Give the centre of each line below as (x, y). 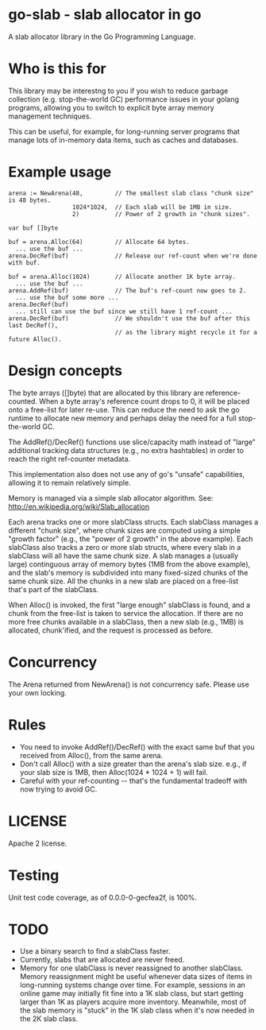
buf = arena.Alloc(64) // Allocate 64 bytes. (99, 242)
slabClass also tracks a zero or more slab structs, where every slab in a (125, 547)
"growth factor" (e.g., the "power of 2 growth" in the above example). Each (131, 539)
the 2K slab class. (48, 1019)
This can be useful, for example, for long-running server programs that (124, 131)
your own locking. (38, 692)
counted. (23, 401)
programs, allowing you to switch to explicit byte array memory (111, 107)
